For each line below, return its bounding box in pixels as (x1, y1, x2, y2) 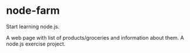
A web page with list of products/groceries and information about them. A (6, 34, 184, 41)
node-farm (6, 4, 60, 17)
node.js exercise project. (6, 40, 66, 47)
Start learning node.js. (6, 23, 60, 30)
